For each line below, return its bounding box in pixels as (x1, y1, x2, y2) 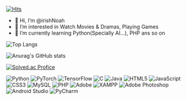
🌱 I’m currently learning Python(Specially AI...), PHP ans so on (14, 29, 165, 36)
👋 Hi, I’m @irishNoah (14, 17, 65, 24)
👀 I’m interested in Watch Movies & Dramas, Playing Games (14, 24, 159, 30)
